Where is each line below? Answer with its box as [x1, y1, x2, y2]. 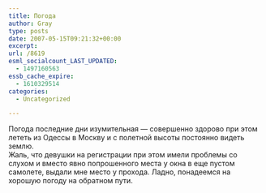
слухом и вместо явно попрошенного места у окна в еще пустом [8, 159, 235, 169]
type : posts [8, 27, 49, 35]
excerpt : [8, 42, 38, 50]
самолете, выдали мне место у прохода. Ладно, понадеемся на [8, 167, 231, 177]
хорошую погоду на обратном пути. [8, 176, 134, 186]
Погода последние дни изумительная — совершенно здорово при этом [8, 124, 258, 134]
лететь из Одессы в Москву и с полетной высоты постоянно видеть [8, 133, 245, 143]
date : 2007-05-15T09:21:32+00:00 [8, 34, 122, 43]
